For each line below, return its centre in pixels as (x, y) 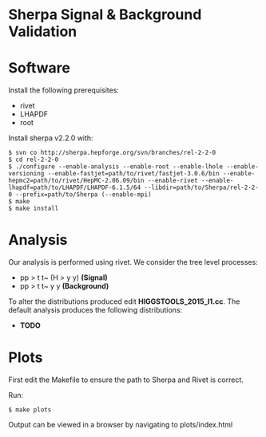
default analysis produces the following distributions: (95, 310)
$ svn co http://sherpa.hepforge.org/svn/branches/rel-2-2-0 (112, 153)
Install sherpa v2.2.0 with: (51, 138)
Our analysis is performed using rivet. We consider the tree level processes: (133, 262)
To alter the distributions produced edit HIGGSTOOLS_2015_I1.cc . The (124, 301)
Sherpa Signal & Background (105, 15)
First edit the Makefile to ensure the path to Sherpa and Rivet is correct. (126, 380)
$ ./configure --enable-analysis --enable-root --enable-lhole (116, 167)
